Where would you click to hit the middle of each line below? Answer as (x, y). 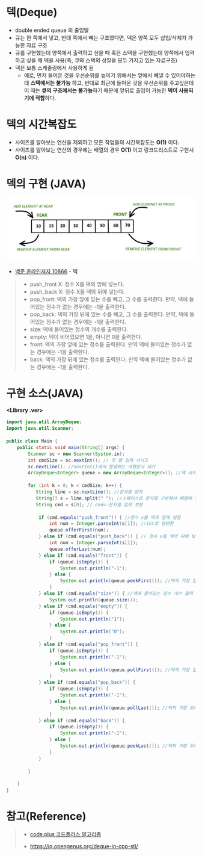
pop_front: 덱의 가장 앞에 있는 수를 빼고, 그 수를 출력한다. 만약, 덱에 (109, 299)
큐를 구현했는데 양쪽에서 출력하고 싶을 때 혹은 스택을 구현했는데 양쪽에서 (99, 52)
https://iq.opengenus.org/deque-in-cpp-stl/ (84, 846)
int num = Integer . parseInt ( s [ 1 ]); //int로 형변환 (111, 524)
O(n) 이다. (27, 157)
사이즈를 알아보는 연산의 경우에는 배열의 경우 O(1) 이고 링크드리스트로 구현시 (104, 150)
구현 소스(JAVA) (45, 393)
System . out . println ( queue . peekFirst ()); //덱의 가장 (125, 581)
